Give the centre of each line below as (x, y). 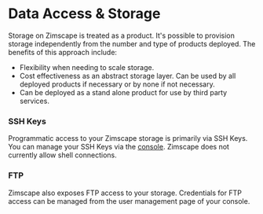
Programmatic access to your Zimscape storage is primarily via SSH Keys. (128, 138)
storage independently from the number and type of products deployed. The (132, 43)
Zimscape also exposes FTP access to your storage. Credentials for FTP (125, 193)
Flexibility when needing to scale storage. (87, 67)
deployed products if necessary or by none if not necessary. (117, 84)
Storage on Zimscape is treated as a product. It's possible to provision (122, 35)
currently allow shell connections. (62, 155)
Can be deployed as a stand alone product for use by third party (123, 92)
